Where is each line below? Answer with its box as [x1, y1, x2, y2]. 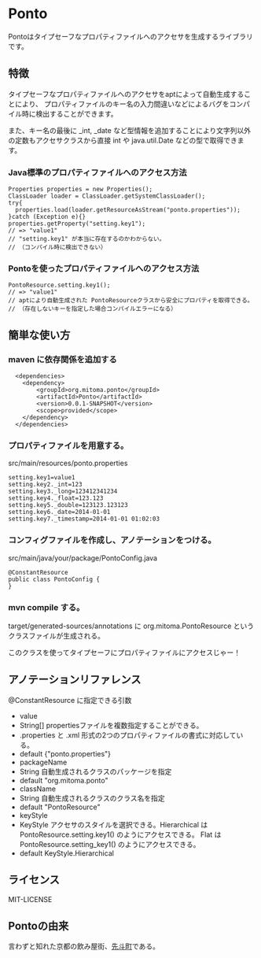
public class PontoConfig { [8, 575, 101, 583]
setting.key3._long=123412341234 [8, 487, 118, 496]
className [19, 784, 57, 793]
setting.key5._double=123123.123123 [8, 501, 128, 509]
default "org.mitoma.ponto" [19, 775, 108, 785]
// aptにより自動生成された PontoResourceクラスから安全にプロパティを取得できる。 [8, 297, 254, 305]
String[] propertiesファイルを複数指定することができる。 [19, 720, 204, 730]
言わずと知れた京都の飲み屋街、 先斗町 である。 [8, 941, 160, 951]
